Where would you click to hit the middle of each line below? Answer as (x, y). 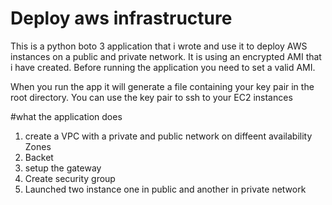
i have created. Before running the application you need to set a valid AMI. (163, 67)
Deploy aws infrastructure (121, 18)
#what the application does (66, 116)
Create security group (70, 178)
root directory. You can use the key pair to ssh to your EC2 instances (151, 97)
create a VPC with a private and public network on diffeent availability (168, 136)
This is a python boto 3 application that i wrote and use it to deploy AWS (159, 46)
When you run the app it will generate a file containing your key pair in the (162, 86)
